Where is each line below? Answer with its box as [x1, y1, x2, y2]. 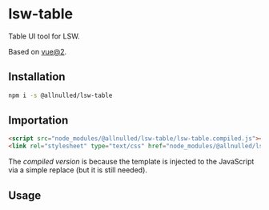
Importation [8, 114, 69, 127]
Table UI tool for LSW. [8, 31, 80, 41]
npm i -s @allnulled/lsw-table [8, 91, 113, 99]
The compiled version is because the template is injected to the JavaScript [8, 157, 255, 167]
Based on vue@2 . [8, 46, 67, 56]
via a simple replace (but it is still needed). [8, 165, 148, 175]
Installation [8, 70, 66, 84]
